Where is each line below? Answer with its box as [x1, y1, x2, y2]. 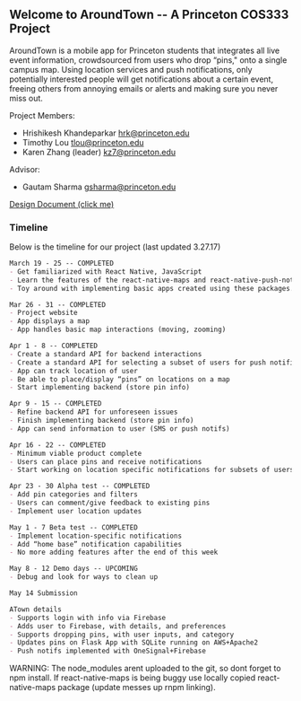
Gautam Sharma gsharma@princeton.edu [21, 181, 176, 192]
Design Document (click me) [9, 198, 115, 209]
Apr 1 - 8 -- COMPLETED [9, 341, 99, 351]
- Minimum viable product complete [9, 449, 142, 458]
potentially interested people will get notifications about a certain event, [9, 74, 274, 84]
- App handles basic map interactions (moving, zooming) [9, 325, 227, 335]
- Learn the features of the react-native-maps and [9, 276, 206, 285]
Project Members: [9, 110, 75, 120]
